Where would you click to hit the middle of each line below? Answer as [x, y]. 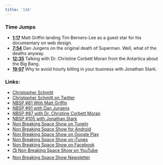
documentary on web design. [42, 43]
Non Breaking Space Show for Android [52, 129]
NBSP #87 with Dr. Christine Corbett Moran [56, 113]
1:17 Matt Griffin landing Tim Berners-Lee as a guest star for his [77, 37]
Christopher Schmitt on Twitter [43, 98]
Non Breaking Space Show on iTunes [50, 140]
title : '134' [19, 10]
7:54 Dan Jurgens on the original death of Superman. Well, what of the [84, 48]
